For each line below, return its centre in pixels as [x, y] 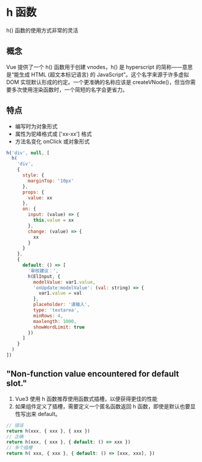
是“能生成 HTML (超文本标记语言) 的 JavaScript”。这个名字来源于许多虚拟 [98, 74]
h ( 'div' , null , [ [28, 153]
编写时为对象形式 [36, 126]
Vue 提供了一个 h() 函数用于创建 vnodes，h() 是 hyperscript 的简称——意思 [99, 67]
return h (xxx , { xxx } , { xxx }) [48, 431]
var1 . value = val [60, 293]
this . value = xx [53, 220]
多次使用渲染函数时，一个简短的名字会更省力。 [69, 89]
